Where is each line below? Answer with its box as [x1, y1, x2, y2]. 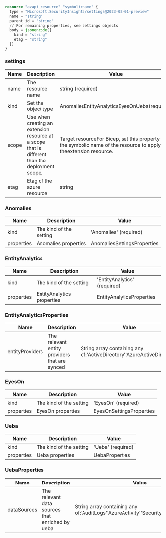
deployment [27, 163, 55, 170]
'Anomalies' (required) [90, 229, 143, 236]
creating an [27, 120, 53, 127]
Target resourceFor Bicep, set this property [59, 135, 160, 142]
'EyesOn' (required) [93, 399, 139, 406]
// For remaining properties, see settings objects [9, 23, 119, 28]
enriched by [41, 518, 70, 525]
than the [27, 157, 46, 164]
